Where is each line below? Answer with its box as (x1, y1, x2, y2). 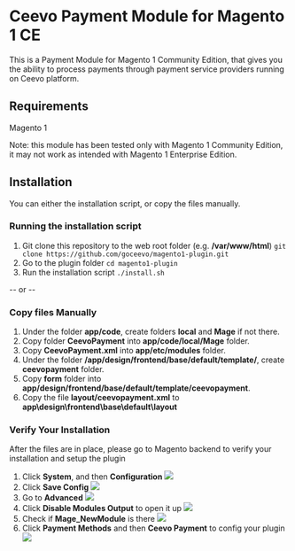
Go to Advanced (21, 493, 83, 503)
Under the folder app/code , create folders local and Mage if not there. (21, 326, 281, 338)
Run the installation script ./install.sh (21, 267, 166, 277)
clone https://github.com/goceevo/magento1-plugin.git (21, 250, 229, 259)
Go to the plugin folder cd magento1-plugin (21, 257, 179, 268)
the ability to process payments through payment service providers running (9, 64, 285, 74)
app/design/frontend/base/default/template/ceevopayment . (21, 383, 251, 393)
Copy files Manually (9, 306, 97, 318)
